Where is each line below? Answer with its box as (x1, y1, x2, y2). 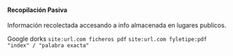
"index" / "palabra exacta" (7, 42, 90, 49)
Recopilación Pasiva (7, 6, 68, 14)
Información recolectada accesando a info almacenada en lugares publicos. (7, 21, 227, 29)
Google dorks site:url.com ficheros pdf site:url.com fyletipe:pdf (7, 35, 207, 43)
